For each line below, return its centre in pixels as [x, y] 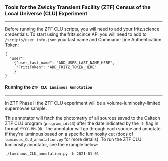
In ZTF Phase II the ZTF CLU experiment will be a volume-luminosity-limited [83, 103]
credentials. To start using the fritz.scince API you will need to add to [76, 34]
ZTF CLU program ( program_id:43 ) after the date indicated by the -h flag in [82, 123]
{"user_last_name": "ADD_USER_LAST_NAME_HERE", [64, 63]
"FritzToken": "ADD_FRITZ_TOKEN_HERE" [57, 67]
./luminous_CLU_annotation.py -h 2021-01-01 [52, 154]
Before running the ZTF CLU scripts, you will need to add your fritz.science [82, 29]
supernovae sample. [26, 108]
